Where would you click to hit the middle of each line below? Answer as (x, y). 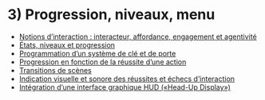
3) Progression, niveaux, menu (111, 15)
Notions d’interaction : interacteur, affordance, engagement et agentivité (138, 37)
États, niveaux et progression (67, 44)
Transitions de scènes (55, 70)
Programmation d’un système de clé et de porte (97, 53)
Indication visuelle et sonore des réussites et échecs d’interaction (127, 79)
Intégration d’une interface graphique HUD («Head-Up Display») (125, 87)
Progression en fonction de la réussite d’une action (103, 62)
